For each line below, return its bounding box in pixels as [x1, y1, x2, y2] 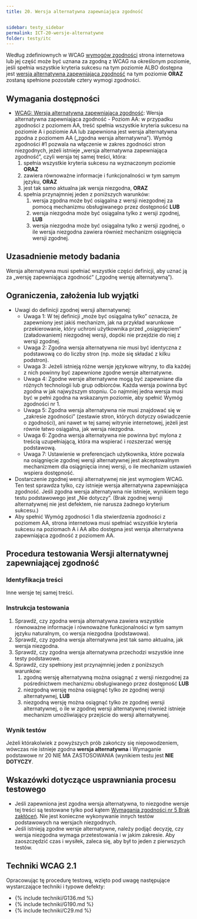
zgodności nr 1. [23, 400, 61, 407]
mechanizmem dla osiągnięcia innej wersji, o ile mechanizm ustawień [23, 463, 192, 470]
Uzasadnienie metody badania [6, 252, 121, 262]
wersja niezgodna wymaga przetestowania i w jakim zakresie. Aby [14, 831, 175, 838]
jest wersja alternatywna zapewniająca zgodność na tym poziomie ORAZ [6, 70, 183, 77]
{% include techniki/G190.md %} [14, 900, 94, 908]
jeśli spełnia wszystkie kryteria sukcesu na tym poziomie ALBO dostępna [6, 64, 183, 71]
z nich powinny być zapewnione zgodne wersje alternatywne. [23, 369, 173, 376]
